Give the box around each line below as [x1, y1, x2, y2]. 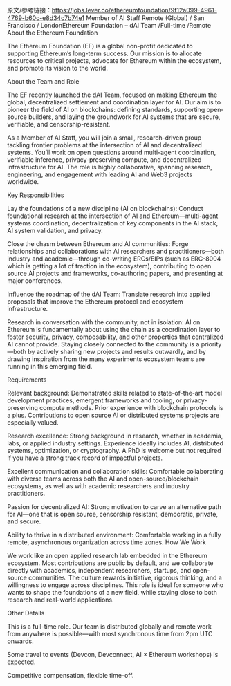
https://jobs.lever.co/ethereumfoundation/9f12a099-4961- [51, 6, 218, 14]
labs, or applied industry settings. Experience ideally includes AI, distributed [7, 439, 223, 447]
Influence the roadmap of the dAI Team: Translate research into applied [7, 290, 211, 298]
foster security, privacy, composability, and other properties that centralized [7, 333, 224, 341]
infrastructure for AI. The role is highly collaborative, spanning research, [7, 163, 212, 171]
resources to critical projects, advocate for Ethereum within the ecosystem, [7, 57, 221, 64]
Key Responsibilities [7, 191, 64, 199]
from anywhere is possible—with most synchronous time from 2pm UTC [7, 630, 213, 638]
